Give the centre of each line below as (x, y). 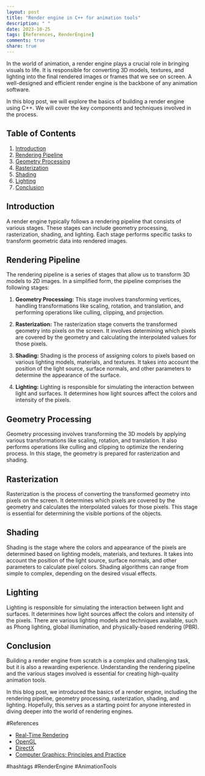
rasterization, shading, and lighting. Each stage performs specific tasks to (99, 234)
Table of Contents (41, 134)
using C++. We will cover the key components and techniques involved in (99, 108)
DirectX (25, 748)
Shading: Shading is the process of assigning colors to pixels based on (105, 356)
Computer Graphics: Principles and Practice (71, 755)
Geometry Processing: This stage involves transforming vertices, (98, 300)
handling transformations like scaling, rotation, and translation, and (99, 306)
